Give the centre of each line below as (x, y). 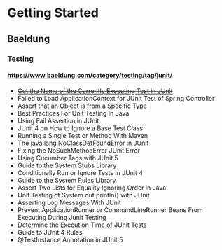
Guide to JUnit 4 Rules (50, 232)
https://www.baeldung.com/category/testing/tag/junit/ (90, 76)
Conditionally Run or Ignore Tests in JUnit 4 (80, 172)
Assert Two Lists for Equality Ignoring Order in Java (92, 188)
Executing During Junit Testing (62, 217)
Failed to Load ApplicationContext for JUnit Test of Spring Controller (116, 98)
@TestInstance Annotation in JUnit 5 (70, 239)
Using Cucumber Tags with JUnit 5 (68, 158)
